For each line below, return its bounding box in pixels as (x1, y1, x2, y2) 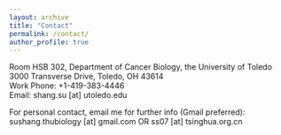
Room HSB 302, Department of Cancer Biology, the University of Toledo (9, 62, 273, 72)
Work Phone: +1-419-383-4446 (9, 80, 125, 91)
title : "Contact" (9, 21, 74, 30)
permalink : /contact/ (9, 29, 90, 38)
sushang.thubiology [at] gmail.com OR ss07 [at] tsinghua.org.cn (9, 116, 243, 127)
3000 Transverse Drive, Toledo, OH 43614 (9, 71, 164, 82)
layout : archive (9, 12, 69, 22)
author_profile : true (9, 37, 90, 47)
